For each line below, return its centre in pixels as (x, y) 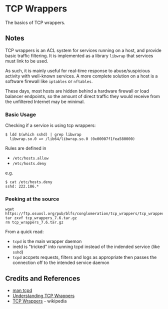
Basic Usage (21, 114)
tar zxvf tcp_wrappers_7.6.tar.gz (41, 218)
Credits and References (43, 278)
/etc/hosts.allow (30, 158)
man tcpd (22, 290)
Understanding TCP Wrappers (43, 296)
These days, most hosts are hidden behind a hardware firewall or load (77, 91)
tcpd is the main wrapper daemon (47, 241)
